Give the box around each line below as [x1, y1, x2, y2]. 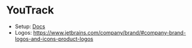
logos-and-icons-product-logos [14, 35, 94, 42]
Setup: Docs [14, 23, 46, 30]
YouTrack [6, 4, 54, 17]
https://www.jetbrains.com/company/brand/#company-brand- [33, 29, 186, 36]
